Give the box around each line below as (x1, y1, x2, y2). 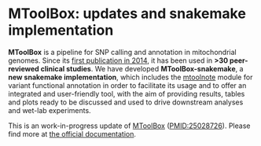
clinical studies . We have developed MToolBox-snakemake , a (40, 64, 244, 73)
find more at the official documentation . (8, 129, 136, 138)
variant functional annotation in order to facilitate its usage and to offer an (8, 80, 247, 90)
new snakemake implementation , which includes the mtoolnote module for (8, 72, 253, 82)
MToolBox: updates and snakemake (8, 5, 246, 23)
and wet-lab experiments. (8, 105, 92, 115)
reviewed (8, 64, 39, 73)
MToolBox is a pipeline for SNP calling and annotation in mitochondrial (8, 47, 237, 57)
